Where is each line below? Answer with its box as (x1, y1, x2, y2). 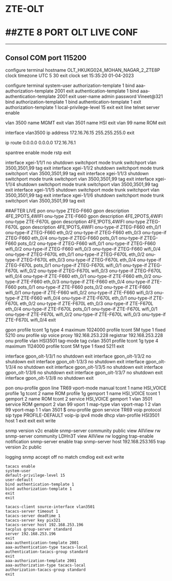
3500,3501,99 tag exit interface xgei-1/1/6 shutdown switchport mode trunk (5, 192, 164, 198)
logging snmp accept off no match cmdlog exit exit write (5, 454, 124, 460)
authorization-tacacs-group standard (5, 567, 86, 572)
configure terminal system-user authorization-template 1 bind (5, 82, 135, 88)
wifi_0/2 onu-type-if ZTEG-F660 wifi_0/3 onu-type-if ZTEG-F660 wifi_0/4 (5, 246, 161, 252)
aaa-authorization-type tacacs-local (5, 563, 86, 568)
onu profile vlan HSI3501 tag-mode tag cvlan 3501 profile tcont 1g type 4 (5, 338, 159, 344)
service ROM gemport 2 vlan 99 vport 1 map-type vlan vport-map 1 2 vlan (5, 401, 161, 407)
